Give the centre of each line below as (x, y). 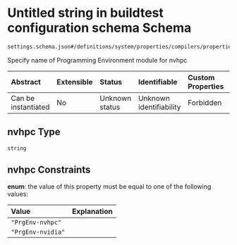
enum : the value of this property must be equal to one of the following (109, 187)
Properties (206, 86)
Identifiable (158, 82)
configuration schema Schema (99, 28)
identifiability (159, 107)
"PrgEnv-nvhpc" (36, 222)
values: (18, 194)
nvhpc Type (34, 132)
